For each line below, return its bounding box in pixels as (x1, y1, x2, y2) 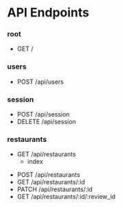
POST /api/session (16, 110, 70, 119)
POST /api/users (16, 77, 64, 86)
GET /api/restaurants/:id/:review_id (16, 193, 116, 201)
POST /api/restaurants (16, 171, 80, 179)
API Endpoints (7, 5, 90, 21)
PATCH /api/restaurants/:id (16, 185, 93, 193)
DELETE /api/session (16, 118, 77, 126)
